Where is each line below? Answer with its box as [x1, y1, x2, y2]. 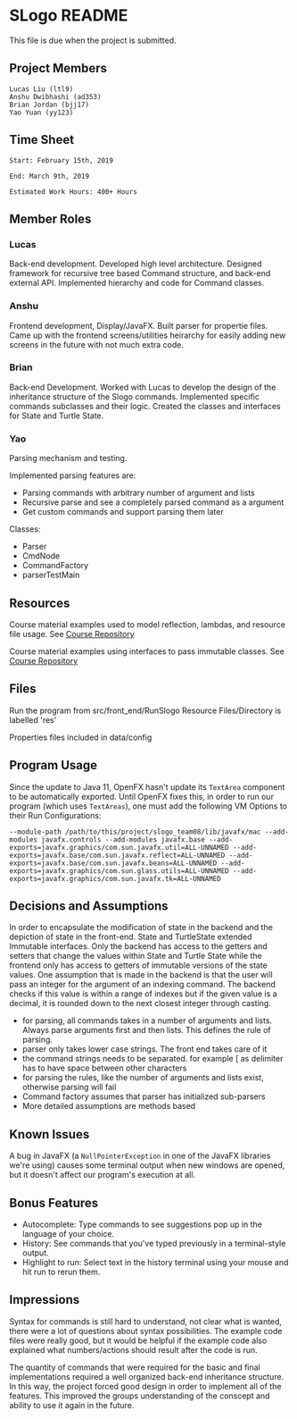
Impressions [9, 1292, 80, 1307]
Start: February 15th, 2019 [9, 155, 114, 165]
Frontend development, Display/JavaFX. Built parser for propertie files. [9, 320, 268, 331]
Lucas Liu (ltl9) [9, 84, 74, 94]
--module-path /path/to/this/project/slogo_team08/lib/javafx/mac [9, 827, 261, 836]
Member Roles [9, 211, 92, 226]
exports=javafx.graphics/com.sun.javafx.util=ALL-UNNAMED [9, 843, 229, 852]
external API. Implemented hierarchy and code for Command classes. [9, 278, 265, 289]
